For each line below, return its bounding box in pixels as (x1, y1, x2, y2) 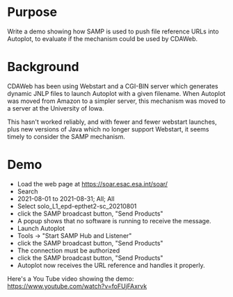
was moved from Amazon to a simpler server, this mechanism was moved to (7, 97, 226, 105)
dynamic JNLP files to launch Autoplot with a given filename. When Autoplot (7, 89, 226, 97)
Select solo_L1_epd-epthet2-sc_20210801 (17, 202, 137, 210)
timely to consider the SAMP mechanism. (7, 132, 125, 141)
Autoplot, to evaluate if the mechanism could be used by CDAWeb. (7, 34, 198, 42)
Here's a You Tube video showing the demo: (7, 274, 134, 282)
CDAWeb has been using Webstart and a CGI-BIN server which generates (7, 81, 218, 90)
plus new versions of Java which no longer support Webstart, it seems (7, 125, 209, 133)
